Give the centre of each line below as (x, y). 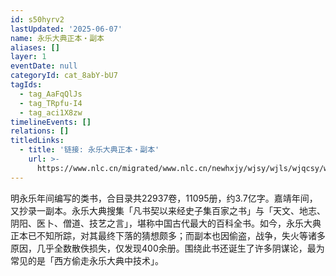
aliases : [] (35, 47)
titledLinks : (37, 141)
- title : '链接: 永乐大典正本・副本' (89, 150)
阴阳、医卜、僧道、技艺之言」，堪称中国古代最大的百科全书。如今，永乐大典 (166, 223)
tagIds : (26, 85)
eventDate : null (44, 66)
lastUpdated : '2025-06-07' (66, 29)
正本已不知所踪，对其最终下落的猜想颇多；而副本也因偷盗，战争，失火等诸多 (168, 235)
